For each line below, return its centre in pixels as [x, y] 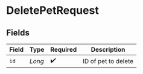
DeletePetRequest [53, 11]
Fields [18, 33]
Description [108, 50]
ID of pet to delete [108, 61]
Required [64, 50]
